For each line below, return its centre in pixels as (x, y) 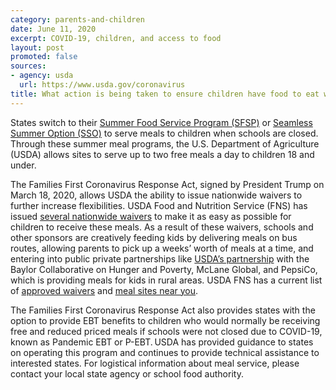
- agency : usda (42, 76)
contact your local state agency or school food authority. (127, 373)
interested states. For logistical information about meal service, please (155, 363)
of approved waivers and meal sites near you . (104, 290)
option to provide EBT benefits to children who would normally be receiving (165, 320)
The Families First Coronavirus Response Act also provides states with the (163, 310)
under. (23, 165)
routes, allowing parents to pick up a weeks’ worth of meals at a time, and (162, 248)
